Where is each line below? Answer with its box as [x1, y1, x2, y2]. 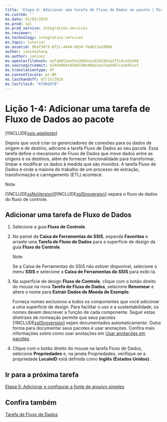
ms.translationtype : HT [5, 68, 55, 73]
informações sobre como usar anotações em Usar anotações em [12, 330, 146, 337]
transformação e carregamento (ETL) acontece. [5, 172, 103, 178]
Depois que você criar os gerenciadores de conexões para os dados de [5, 140, 152, 146]
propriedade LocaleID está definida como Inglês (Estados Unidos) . [12, 356, 152, 362]
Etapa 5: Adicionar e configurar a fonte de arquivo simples [5, 384, 125, 390]
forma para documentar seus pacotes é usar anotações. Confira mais [12, 325, 155, 331]
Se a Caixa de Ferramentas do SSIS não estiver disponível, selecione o [12, 263, 158, 269]
